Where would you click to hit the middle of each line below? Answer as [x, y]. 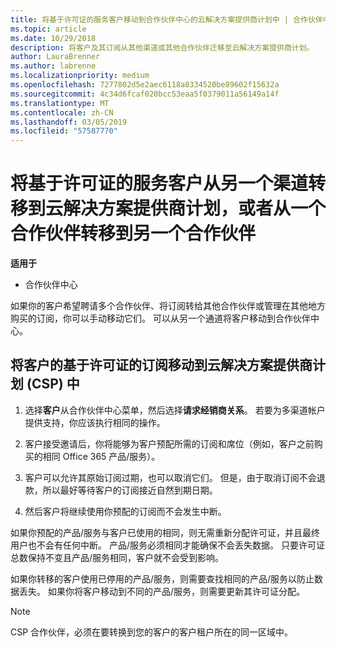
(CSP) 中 [53, 384]
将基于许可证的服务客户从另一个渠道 [159, 183]
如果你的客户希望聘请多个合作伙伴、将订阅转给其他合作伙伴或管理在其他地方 [168, 306]
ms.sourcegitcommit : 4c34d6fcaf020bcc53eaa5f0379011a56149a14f [145, 94]
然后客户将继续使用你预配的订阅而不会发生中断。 [125, 511]
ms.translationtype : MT [60, 103]
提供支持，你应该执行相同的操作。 [95, 422]
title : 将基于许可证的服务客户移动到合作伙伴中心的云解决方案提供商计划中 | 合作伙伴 [166, 19]
